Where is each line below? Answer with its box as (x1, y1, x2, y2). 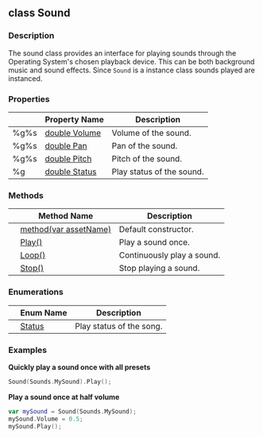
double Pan (44, 140, 87, 151)
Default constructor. (118, 224, 195, 235)
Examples (8, 344, 48, 355)
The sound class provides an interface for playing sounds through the (8, 48, 237, 58)
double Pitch (44, 153, 92, 164)
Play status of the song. (75, 320, 163, 331)
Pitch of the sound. (111, 153, 183, 164)
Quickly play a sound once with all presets (8, 362, 151, 372)
